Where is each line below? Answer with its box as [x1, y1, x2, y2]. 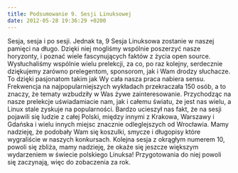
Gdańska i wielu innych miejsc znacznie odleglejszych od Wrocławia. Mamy [7, 120, 229, 128]
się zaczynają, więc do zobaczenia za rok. [7, 157, 131, 166]
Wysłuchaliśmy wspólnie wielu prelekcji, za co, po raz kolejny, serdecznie [7, 59, 223, 68]
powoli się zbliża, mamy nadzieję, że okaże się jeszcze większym [7, 142, 199, 151]
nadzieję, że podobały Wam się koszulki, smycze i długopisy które [7, 127, 201, 136]
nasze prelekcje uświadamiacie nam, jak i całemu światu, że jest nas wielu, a [7, 97, 232, 105]
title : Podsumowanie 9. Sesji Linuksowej [7, 10, 132, 18]
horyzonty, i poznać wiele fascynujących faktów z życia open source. [7, 51, 211, 61]
